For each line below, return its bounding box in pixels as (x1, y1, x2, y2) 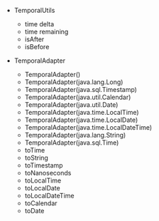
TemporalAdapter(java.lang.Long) (24, 78, 124, 86)
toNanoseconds (24, 169, 72, 177)
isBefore (24, 43, 50, 51)
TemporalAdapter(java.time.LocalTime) (24, 108, 140, 116)
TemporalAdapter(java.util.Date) (24, 101, 119, 109)
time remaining (24, 28, 69, 36)
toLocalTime (24, 176, 62, 185)
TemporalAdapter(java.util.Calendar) (24, 93, 131, 101)
